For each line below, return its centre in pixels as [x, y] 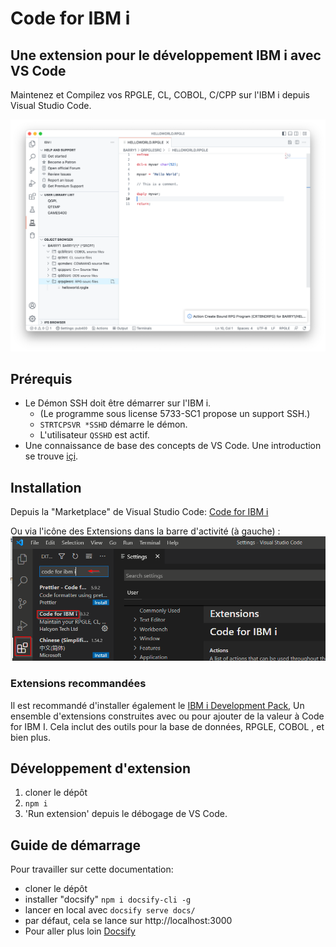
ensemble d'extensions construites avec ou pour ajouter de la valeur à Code [167, 716]
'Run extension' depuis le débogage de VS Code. [126, 814]
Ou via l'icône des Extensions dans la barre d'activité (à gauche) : [145, 531]
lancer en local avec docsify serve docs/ [110, 910]
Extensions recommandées [78, 684]
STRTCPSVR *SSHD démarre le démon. [113, 424]
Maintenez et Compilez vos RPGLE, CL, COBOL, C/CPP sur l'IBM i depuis [160, 95]
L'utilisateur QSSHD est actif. [94, 435]
